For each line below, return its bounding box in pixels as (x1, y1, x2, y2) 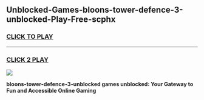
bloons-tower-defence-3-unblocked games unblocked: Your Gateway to (6, 80, 194, 87)
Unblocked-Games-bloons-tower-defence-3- (6, 5, 183, 15)
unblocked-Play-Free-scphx (6, 15, 116, 25)
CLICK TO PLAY (6, 33, 53, 41)
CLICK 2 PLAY (6, 55, 49, 64)
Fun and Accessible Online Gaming (6, 87, 97, 94)
